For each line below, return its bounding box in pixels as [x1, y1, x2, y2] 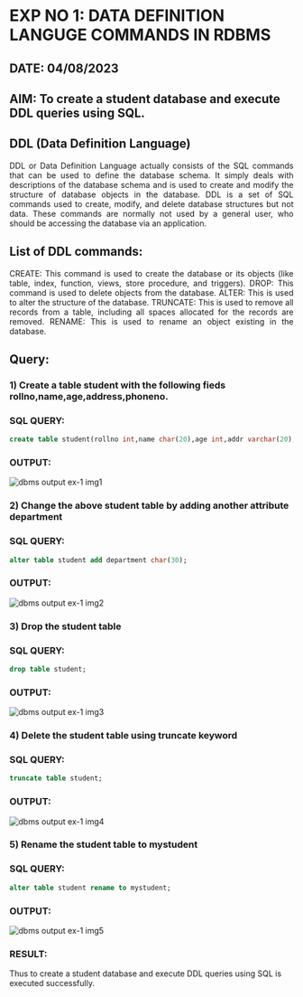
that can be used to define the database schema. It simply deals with [9, 169, 294, 181]
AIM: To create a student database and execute [9, 91, 281, 107]
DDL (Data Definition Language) [9, 136, 191, 152]
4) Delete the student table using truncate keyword [9, 729, 238, 742]
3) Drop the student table [9, 620, 122, 633]
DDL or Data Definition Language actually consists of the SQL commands [9, 160, 294, 171]
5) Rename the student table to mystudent [9, 838, 198, 851]
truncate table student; [9, 774, 103, 783]
